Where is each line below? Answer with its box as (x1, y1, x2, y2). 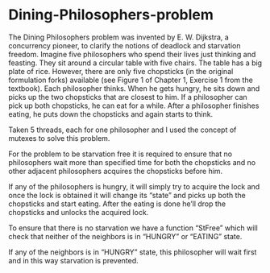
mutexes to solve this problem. (8, 133, 110, 143)
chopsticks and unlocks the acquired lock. (8, 207, 149, 217)
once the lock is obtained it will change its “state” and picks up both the (8, 190, 246, 200)
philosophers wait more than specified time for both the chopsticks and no (8, 157, 256, 167)
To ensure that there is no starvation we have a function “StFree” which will (8, 223, 258, 233)
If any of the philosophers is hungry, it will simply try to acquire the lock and (8, 181, 260, 191)
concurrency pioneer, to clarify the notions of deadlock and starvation (8, 40, 241, 50)
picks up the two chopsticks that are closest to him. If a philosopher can (8, 92, 247, 101)
